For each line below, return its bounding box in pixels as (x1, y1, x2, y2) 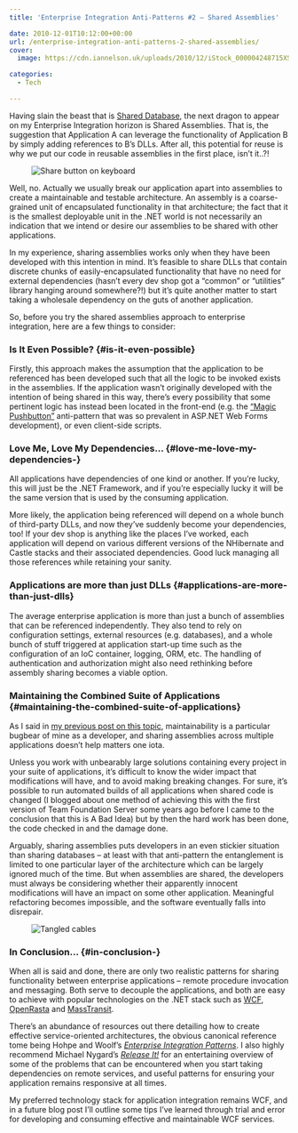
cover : (9, 45, 34, 54)
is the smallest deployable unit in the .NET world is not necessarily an (9, 211, 263, 221)
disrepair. (9, 906, 43, 917)
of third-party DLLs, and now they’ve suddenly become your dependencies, (9, 519, 286, 530)
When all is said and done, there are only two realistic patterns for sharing (9, 966, 279, 976)
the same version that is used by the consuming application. (9, 493, 229, 503)
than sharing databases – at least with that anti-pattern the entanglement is (9, 850, 284, 861)
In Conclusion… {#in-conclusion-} (9, 945, 161, 958)
